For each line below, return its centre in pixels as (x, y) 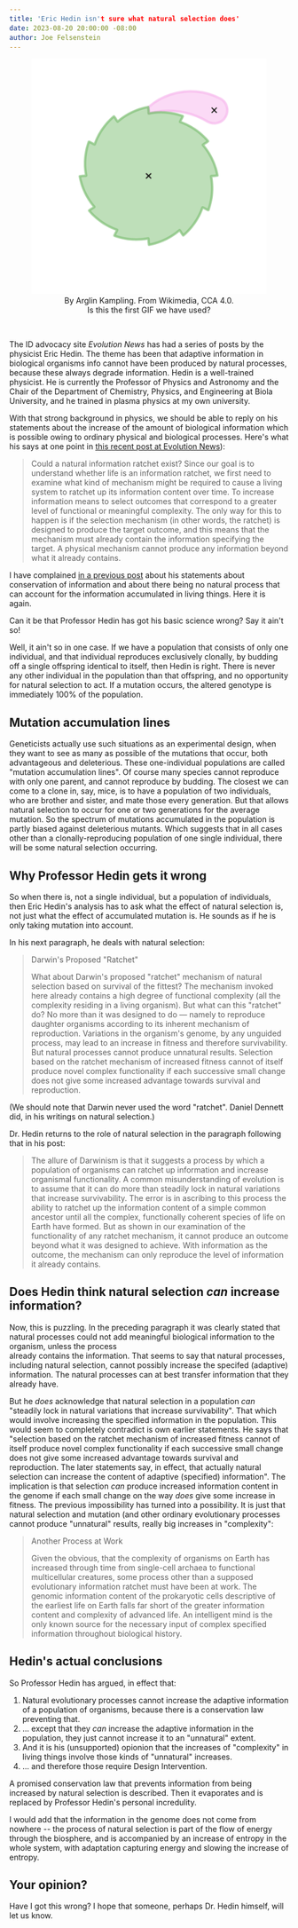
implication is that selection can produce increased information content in (144, 1486)
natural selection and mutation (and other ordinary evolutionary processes (145, 1514)
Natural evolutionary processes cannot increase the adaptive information (155, 1700)
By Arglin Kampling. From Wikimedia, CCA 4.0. (149, 301)
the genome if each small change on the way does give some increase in (142, 1495)
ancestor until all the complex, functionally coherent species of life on (158, 1217)
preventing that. (51, 1719)
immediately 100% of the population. (76, 695)
